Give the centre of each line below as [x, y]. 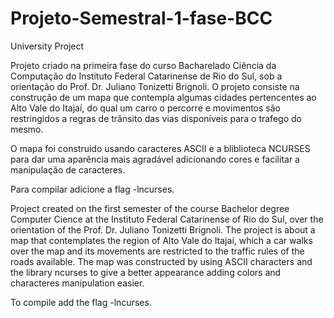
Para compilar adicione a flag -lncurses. [92, 189]
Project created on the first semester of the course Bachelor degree [150, 208]
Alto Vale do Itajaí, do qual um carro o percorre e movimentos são [145, 108]
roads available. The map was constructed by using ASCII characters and [161, 261]
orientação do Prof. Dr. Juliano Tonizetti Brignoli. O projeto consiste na [155, 86]
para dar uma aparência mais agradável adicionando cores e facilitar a [155, 159]
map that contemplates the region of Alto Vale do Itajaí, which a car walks [161, 240]
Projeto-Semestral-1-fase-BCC [141, 18]
